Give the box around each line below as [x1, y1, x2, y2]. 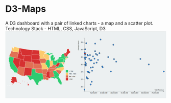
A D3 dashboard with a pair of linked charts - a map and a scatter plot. [5, 20, 154, 26]
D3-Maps [5, 3, 46, 15]
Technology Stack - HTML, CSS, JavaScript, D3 [5, 25, 106, 31]
